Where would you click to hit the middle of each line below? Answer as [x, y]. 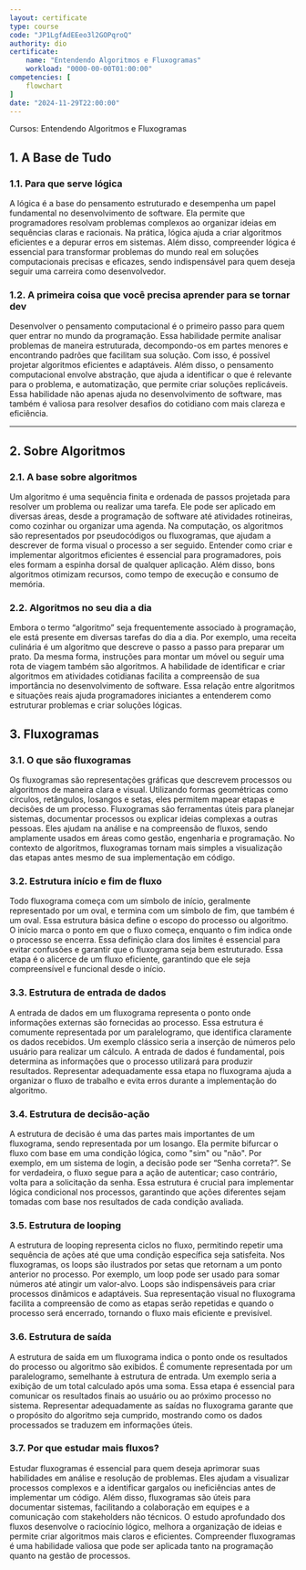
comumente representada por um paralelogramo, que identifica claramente [151, 1032]
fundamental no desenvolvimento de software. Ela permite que [127, 213]
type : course [34, 26]
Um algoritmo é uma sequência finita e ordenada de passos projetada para [150, 497]
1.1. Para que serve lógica [66, 184]
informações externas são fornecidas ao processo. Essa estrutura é [137, 1022]
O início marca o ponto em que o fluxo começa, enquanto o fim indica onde [151, 930]
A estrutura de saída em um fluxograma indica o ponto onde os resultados [149, 1356]
